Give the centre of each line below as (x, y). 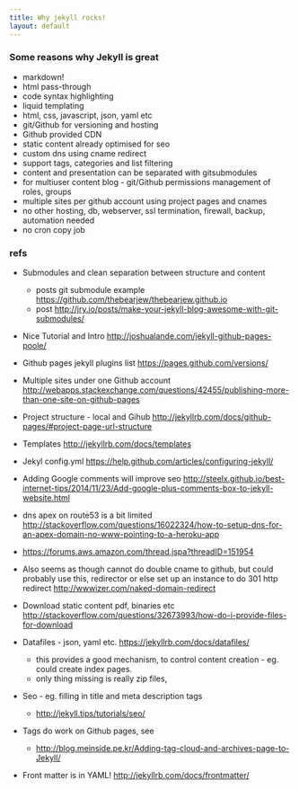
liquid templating (53, 105)
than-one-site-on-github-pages (81, 400)
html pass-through (57, 86)
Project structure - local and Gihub (86, 417)
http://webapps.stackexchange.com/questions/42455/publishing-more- (156, 390)
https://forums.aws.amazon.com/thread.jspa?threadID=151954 (138, 552)
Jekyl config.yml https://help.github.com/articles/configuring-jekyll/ (148, 461)
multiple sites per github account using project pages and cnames (145, 201)
